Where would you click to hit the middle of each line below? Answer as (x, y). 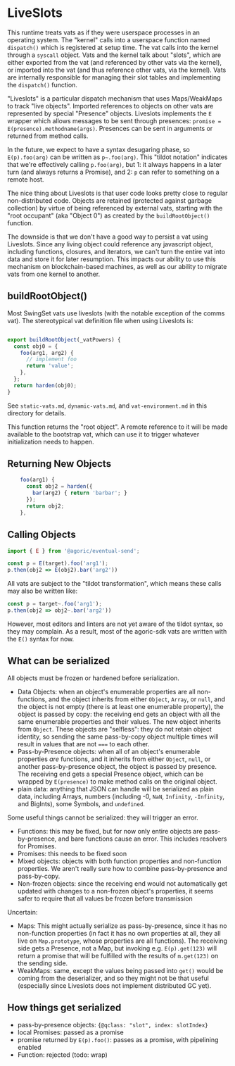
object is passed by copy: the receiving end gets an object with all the (119, 714)
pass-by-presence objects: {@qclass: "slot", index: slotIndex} (113, 1024)
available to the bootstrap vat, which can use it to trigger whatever (103, 434)
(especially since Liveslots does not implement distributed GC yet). (114, 985)
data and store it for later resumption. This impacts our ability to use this (112, 259)
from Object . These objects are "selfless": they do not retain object (115, 729)
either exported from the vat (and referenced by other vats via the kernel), (114, 62)
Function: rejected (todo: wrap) (62, 1055)
